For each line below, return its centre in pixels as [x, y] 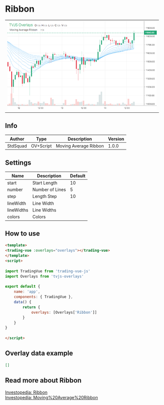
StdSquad [17, 146]
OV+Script [41, 146]
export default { [23, 287]
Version [116, 139]
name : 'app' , [27, 292]
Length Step [45, 196]
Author [17, 139]
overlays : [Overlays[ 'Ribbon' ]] [64, 312]
